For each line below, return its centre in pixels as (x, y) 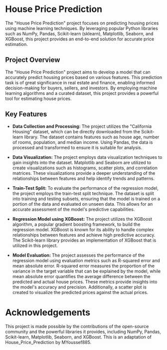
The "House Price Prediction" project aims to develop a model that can (78, 72)
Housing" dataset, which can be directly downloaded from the (76, 131)
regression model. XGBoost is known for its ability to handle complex (83, 229)
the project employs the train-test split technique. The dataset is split (83, 193)
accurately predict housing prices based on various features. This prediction (84, 77)
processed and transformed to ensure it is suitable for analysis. (77, 147)
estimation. (17, 44)
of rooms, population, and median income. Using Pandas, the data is (83, 142)
